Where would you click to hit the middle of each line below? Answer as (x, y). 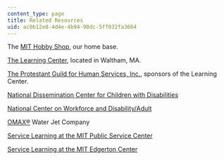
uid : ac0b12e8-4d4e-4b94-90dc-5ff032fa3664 (72, 27)
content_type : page (36, 14)
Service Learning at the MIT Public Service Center (80, 136)
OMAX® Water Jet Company (49, 122)
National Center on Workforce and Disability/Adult (80, 109)
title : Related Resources (45, 20)
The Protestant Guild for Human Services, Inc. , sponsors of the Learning (112, 74)
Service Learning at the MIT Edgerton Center (73, 149)
